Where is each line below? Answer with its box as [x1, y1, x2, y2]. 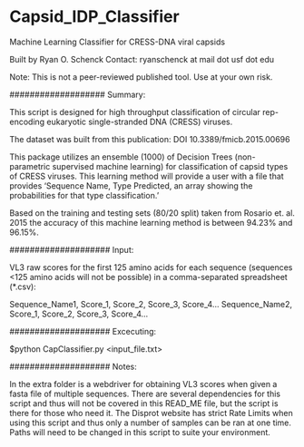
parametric [9, 160, 51, 171]
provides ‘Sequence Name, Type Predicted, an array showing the [9, 180, 253, 191]
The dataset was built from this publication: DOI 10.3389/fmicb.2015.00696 [9, 133, 290, 144]
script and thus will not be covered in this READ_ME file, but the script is [9, 397, 279, 409]
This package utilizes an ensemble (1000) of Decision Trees [9, 151, 233, 162]
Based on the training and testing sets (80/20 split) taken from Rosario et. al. [9, 207, 295, 219]
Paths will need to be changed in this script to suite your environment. [9, 426, 270, 437]
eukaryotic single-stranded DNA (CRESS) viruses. [46, 116, 233, 127]
